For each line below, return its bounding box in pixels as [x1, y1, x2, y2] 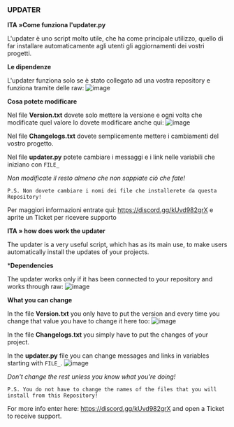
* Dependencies [7, 261, 54, 270]
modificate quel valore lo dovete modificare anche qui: [7, 118, 164, 127]
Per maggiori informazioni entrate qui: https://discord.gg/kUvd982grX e [7, 206, 214, 214]
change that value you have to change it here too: [7, 317, 150, 325]
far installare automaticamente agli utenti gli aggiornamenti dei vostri [7, 42, 205, 50]
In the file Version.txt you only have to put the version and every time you [7, 309, 220, 318]
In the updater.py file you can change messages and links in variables [7, 351, 210, 360]
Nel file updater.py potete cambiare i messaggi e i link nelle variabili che [7, 153, 215, 162]
